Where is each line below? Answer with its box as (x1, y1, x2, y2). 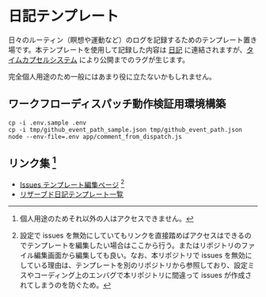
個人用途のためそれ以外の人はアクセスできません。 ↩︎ (19, 214, 194, 223)
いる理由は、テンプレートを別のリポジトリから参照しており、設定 (33, 260, 248, 270)
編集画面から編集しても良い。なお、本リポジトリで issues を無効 (33, 251, 245, 260)
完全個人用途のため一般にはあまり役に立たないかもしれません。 (8, 71, 216, 81)
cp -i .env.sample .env (8, 118, 87, 127)
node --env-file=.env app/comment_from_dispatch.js (8, 133, 182, 141)
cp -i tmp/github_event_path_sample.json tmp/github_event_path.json (8, 125, 243, 133)
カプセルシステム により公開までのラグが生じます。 (21, 55, 190, 64)
